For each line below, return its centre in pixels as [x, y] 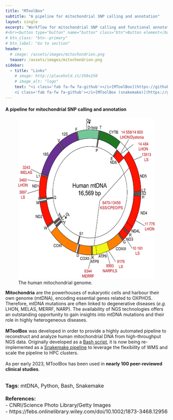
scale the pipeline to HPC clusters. [42, 353]
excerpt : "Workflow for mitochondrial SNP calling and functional [78, 27]
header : [14, 49]
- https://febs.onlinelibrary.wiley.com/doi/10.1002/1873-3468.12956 [86, 411]
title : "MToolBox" [25, 11]
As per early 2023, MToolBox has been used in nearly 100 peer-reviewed [84, 363]
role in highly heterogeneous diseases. [46, 320]
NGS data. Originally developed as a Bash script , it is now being [73, 342]
